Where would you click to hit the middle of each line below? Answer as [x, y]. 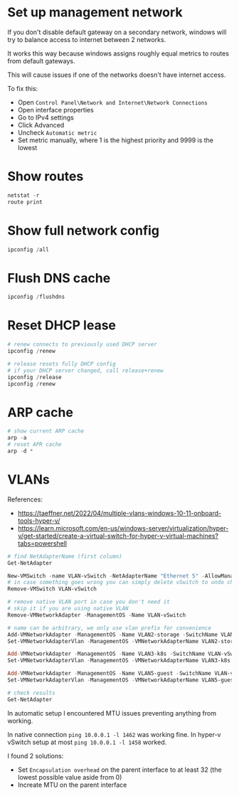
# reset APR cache [34, 445]
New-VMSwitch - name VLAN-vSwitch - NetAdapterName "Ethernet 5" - [106, 576]
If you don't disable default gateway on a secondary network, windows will [117, 32]
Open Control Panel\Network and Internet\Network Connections [113, 102]
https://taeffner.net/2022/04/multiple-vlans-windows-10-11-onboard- [119, 513]
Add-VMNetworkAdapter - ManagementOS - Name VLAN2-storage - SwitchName [113, 635]
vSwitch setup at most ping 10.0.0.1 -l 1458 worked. [87, 742]
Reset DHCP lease [62, 325]
